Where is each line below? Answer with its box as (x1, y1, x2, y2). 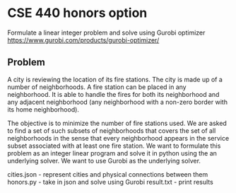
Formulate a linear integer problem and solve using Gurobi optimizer (7, 28, 206, 37)
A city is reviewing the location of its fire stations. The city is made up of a (7, 75, 223, 83)
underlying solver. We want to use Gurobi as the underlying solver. (7, 156, 201, 165)
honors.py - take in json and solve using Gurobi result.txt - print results (7, 177, 213, 186)
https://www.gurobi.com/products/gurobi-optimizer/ (7, 35, 160, 44)
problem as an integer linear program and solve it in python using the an (7, 148, 218, 157)
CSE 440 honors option (7, 5, 148, 21)
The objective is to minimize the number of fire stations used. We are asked (7, 119, 228, 127)
